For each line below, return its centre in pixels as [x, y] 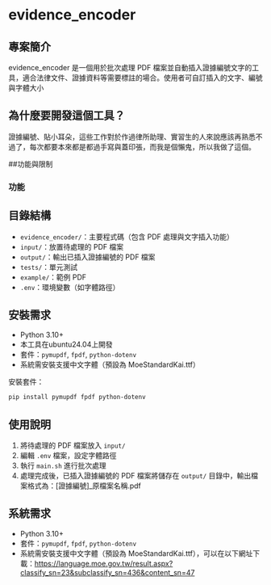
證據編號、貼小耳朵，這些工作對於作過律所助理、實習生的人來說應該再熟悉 [132, 137]
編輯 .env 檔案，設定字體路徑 [68, 456]
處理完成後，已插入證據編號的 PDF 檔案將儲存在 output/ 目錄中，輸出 [135, 476]
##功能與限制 [31, 164]
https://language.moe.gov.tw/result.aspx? [104, 563]
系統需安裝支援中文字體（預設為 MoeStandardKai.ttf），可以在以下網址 [136, 553]
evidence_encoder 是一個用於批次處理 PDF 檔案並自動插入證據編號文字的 [130, 67]
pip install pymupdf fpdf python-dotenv [77, 398]
